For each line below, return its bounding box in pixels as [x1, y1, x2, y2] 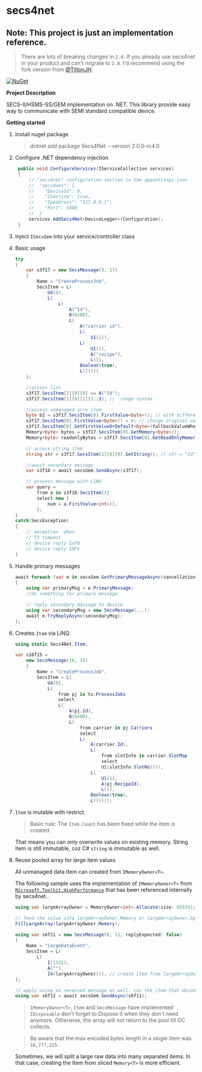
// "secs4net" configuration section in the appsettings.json [28, 177, 188, 183]
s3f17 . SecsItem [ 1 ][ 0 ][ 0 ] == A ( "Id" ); [26, 390, 121, 396]
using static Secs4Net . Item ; [14, 641, 88, 647]
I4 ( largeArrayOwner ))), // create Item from [47, 971, 161, 977]
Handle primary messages [14, 562, 81, 570]
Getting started [6, 119, 45, 126]
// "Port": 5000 [28, 205, 78, 211]
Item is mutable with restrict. [14, 809, 86, 816]
